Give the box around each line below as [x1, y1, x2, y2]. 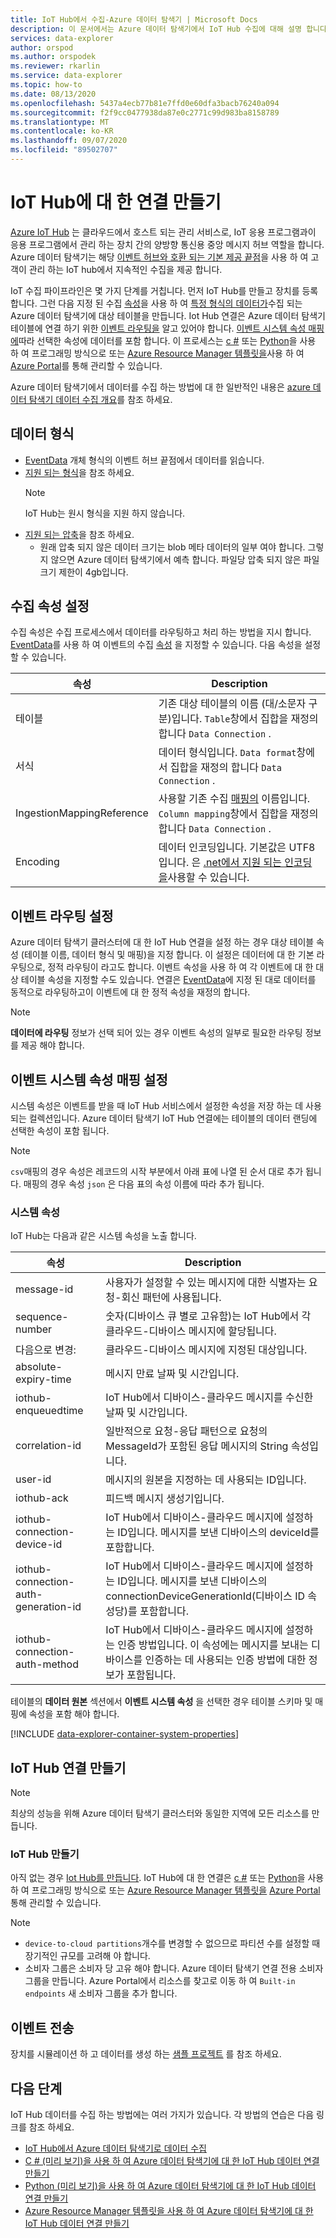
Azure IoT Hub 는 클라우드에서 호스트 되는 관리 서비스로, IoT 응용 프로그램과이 [10, 226, 317, 238]
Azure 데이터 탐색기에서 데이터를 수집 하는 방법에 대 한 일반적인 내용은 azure [10, 381, 311, 393]
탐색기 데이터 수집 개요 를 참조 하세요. [28, 393, 173, 405]
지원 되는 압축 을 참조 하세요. [24, 528, 135, 540]
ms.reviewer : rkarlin [10, 61, 101, 71]
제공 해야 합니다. [20, 1039, 85, 1051]
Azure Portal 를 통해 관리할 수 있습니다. [10, 359, 163, 371]
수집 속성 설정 [10, 598, 90, 615]
